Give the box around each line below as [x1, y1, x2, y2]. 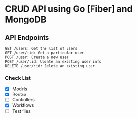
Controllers [12, 97, 35, 103]
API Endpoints [5, 33, 49, 42]
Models [12, 86, 28, 92]
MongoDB [5, 14, 46, 25]
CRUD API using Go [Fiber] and [5, 3, 133, 15]
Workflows [12, 102, 34, 108]
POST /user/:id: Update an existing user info [5, 59, 102, 64]
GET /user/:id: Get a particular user [5, 50, 84, 55]
